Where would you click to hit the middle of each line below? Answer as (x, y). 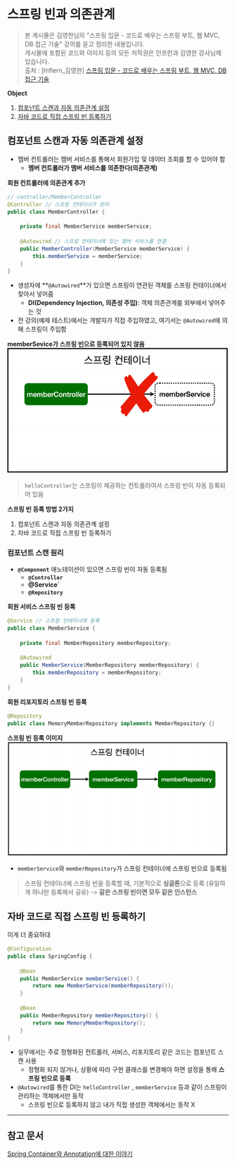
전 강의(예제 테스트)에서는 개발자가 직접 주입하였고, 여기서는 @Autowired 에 (119, 320)
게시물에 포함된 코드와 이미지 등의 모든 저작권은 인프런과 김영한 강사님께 (123, 53)
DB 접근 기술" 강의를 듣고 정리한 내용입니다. (85, 44)
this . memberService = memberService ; (87, 256)
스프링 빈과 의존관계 (61, 14)
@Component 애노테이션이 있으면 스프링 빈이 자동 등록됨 (92, 569)
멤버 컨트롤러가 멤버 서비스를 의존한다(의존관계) (93, 168)
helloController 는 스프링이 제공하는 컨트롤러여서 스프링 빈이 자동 (116, 485)
